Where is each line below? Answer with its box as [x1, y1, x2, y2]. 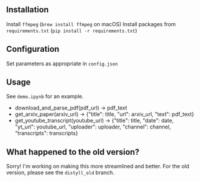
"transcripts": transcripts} [14, 130, 78, 137]
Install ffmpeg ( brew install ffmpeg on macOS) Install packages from [6, 20, 176, 27]
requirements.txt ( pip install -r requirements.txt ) [6, 27, 137, 34]
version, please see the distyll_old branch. [6, 169, 115, 176]
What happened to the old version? [6, 147, 140, 157]
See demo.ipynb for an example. [6, 93, 84, 100]
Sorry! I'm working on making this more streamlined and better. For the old [6, 163, 189, 170]
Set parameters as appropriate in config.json [6, 59, 118, 67]
